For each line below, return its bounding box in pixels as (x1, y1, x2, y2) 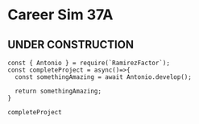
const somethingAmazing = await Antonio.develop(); (15, 73, 193, 81)
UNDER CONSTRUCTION (7, 38, 135, 52)
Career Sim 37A (7, 6, 114, 24)
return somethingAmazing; (15, 87, 102, 95)
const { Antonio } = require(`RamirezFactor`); (7, 59, 171, 67)
